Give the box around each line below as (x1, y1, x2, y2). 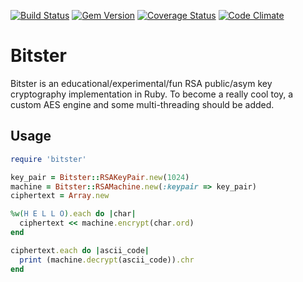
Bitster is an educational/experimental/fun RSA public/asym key (10, 77, 273, 89)
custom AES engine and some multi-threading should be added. (10, 98, 275, 110)
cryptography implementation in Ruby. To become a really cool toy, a (10, 88, 294, 100)
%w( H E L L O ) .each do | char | (10, 209, 137, 219)
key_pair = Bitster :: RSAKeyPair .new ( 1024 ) (10, 172, 190, 182)
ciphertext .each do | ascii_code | (10, 245, 150, 255)
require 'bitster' (10, 154, 87, 164)
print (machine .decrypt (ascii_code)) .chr (19, 255, 195, 265)
